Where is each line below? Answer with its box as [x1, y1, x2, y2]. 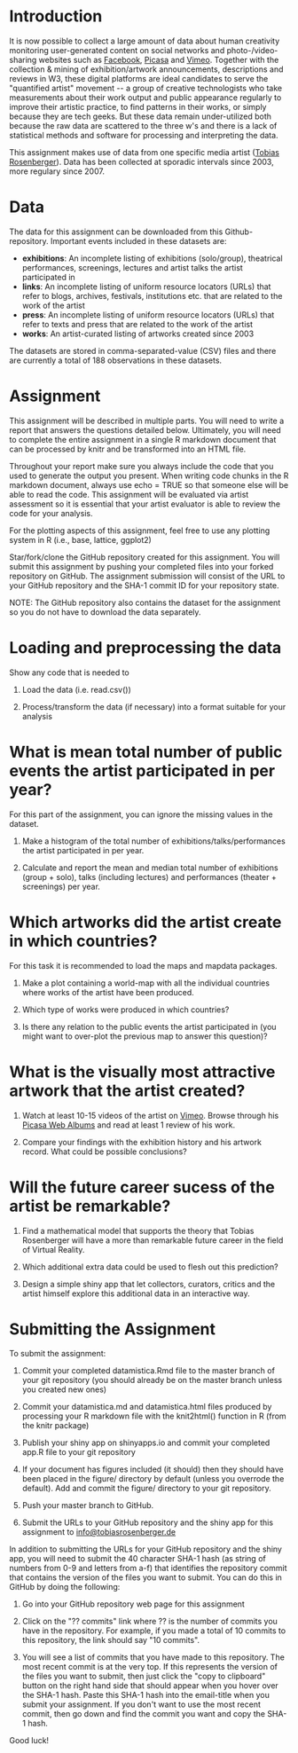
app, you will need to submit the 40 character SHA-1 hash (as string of [9, 1553, 266, 1564]
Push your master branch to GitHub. [21, 1500, 154, 1511]
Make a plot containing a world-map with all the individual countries [21, 978, 271, 988]
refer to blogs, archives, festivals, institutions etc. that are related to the [21, 290, 283, 301]
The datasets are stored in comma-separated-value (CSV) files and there [9, 345, 277, 356]
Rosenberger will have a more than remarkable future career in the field [21, 1235, 284, 1246]
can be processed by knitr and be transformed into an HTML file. [9, 444, 247, 454]
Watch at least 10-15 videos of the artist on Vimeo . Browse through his [21, 1110, 279, 1120]
